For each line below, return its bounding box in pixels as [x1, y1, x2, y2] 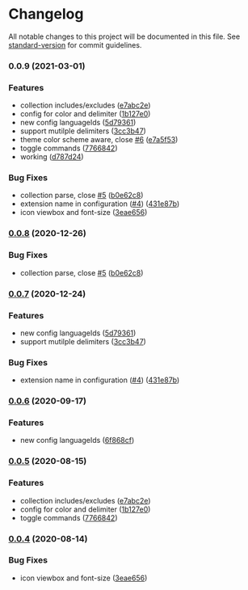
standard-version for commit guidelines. [8, 40, 142, 49]
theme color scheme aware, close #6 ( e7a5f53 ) [19, 135, 179, 145]
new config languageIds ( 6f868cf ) [19, 436, 135, 445]
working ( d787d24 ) [19, 152, 84, 162]
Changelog [8, 5, 84, 23]
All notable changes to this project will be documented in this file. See [8, 32, 241, 41]
